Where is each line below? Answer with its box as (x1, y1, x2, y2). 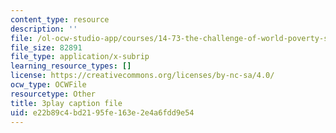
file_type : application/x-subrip (10, 52, 150, 62)
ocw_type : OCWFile (10, 80, 87, 90)
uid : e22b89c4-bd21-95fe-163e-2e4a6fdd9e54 (10, 107, 195, 118)
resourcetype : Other (10, 89, 97, 99)
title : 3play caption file (10, 98, 123, 108)
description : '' (10, 24, 78, 34)
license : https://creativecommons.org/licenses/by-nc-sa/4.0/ (10, 71, 275, 81)
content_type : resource (10, 14, 110, 25)
